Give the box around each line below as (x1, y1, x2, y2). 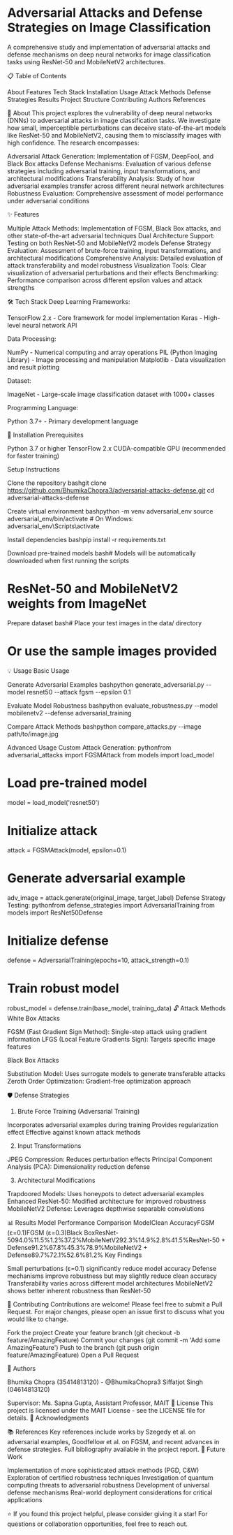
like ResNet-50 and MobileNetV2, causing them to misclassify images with (7, 131, 222, 139)
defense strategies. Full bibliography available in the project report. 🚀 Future (7, 1445, 225, 1453)
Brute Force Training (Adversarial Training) (17, 1107, 140, 1115)
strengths (7, 283, 35, 291)
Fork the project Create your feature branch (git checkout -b (7, 1328, 181, 1337)
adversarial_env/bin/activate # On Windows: (7, 514, 134, 523)
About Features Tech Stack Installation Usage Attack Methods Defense (7, 87, 211, 96)
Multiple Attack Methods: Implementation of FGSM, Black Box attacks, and (7, 224, 221, 232)
